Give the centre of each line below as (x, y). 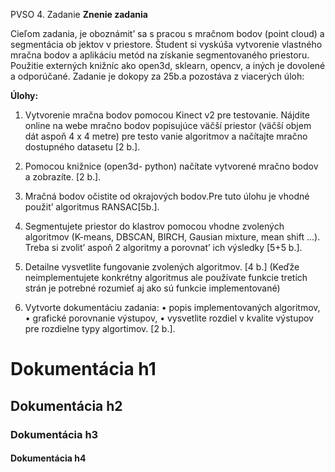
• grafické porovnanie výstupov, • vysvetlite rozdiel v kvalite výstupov (169, 318)
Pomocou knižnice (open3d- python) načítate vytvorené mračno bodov (171, 166)
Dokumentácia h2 (66, 405)
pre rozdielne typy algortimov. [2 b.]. (100, 328)
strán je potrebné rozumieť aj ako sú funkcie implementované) (152, 288)
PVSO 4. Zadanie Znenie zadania (79, 14)
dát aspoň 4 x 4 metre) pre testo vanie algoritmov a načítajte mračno (166, 136)
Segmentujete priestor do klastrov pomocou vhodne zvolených (154, 226)
